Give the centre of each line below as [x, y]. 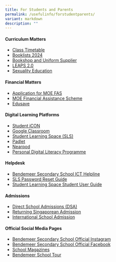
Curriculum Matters [26, 39]
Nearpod [21, 146]
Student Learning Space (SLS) [43, 136]
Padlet [19, 141]
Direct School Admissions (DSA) [45, 206]
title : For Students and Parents [39, 10]
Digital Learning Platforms [32, 115]
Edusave [21, 103]
